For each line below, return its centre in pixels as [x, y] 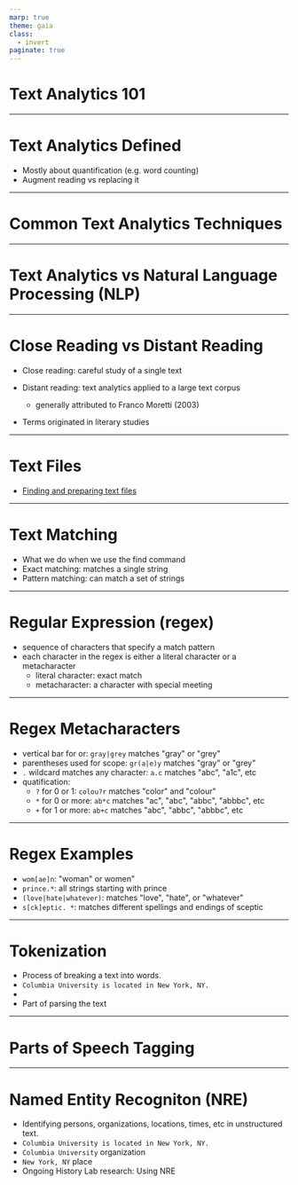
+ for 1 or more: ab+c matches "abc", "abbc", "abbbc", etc [139, 810]
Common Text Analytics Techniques [146, 224]
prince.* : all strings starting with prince [94, 888]
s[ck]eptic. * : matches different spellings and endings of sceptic [143, 906]
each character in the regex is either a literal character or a [129, 656]
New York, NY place [57, 1162]
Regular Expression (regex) [112, 622]
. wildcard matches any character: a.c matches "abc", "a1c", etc [139, 772]
